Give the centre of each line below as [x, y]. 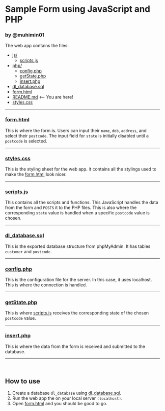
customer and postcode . [28, 251]
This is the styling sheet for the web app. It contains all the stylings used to [81, 169]
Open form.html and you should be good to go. [60, 404]
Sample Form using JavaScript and [78, 9]
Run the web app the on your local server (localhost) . [67, 398]
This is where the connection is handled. [46, 285]
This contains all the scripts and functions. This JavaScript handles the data [82, 203]
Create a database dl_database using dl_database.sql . [67, 393]
